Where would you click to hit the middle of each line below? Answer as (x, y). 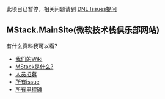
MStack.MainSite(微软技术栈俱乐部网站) (83, 30)
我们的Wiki (29, 59)
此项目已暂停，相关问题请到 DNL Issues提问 (62, 9)
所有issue (27, 82)
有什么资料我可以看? (32, 46)
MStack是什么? (34, 67)
